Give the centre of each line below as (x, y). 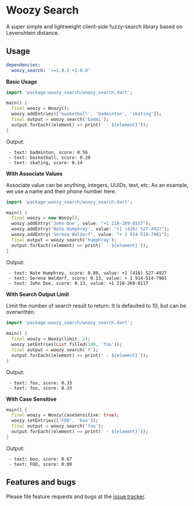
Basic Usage (21, 81)
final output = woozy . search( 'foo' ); (58, 426)
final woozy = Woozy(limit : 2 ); (51, 339)
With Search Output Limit (38, 294)
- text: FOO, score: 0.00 (40, 464)
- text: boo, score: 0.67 (40, 459)
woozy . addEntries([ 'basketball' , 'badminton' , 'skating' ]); (86, 114)
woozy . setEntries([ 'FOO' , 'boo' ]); (55, 421)
